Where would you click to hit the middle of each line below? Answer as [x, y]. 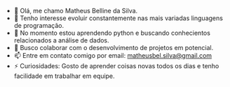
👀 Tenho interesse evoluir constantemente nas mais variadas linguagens [118, 18]
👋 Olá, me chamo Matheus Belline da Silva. [76, 11]
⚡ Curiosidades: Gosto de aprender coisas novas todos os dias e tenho [116, 66]
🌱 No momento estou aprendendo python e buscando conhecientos [112, 33]
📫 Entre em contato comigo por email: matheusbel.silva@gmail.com [113, 55]
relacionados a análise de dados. [62, 40]
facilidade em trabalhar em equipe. [64, 76]
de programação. [39, 25]
